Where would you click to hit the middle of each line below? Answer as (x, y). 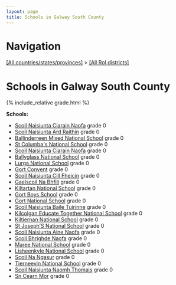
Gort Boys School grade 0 (46, 195)
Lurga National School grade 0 (52, 163)
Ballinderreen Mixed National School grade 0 (69, 138)
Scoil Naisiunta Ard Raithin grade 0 (57, 132)
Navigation (33, 46)
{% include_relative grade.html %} (48, 103)
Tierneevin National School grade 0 (58, 264)
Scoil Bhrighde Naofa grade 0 (51, 238)
